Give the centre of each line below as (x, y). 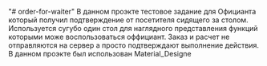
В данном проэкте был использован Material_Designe (100, 54)
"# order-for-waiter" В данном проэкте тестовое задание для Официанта (132, 12)
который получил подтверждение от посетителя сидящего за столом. (128, 20)
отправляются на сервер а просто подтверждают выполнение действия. (133, 45)
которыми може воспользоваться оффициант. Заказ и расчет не (119, 37)
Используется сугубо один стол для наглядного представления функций (133, 28)
